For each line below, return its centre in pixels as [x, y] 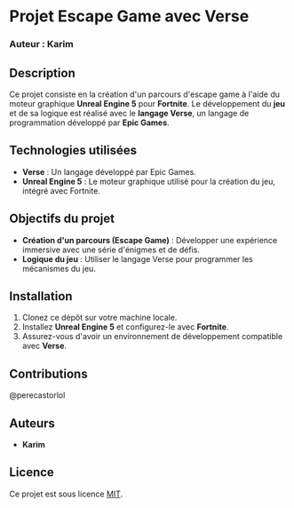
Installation [41, 296]
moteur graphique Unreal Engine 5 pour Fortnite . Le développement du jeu [147, 103]
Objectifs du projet [62, 219]
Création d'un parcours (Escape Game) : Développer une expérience [150, 240]
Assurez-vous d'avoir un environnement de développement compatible [152, 337]
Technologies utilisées [73, 151]
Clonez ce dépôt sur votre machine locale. [99, 318]
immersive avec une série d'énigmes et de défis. [111, 250]
